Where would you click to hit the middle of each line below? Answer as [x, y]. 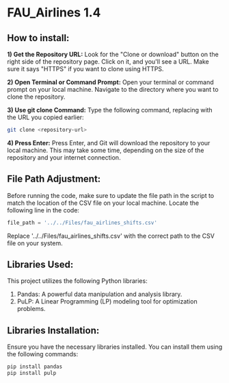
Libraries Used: [40, 264]
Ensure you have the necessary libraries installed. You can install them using [115, 347]
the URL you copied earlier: [45, 117]
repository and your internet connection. [64, 157]
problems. [31, 309]
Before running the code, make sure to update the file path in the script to [111, 195]
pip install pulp [32, 373]
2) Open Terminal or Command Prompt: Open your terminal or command [110, 82]
